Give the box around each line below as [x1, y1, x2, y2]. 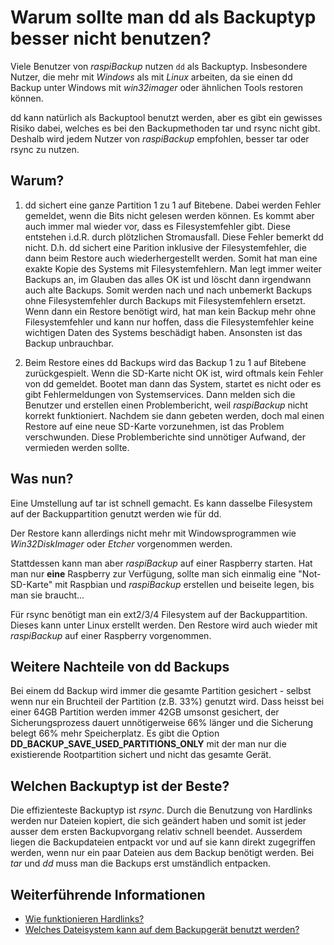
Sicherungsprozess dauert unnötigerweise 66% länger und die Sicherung [10, 717, 314, 729]
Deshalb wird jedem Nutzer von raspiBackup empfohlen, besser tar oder [10, 132, 310, 145]
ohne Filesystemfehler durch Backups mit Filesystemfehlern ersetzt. [24, 294, 306, 306]
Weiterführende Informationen [10, 886, 206, 903]
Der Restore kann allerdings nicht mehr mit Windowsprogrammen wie [10, 527, 297, 539]
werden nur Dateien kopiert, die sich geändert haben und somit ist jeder [10, 815, 307, 827]
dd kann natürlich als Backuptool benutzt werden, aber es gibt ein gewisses [10, 111, 323, 123]
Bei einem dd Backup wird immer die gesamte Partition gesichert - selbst [10, 685, 312, 697]
